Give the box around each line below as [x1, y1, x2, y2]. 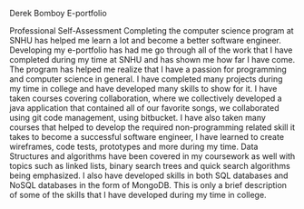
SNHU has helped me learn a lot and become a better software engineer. [9, 35, 281, 45]
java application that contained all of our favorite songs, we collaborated [9, 103, 279, 113]
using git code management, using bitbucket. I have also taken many [9, 113, 266, 123]
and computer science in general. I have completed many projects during [9, 74, 283, 85]
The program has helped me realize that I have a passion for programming [9, 64, 288, 75]
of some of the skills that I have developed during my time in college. [9, 190, 267, 200]
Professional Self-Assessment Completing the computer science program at [9, 25, 294, 35]
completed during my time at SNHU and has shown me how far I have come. [9, 55, 296, 65]
